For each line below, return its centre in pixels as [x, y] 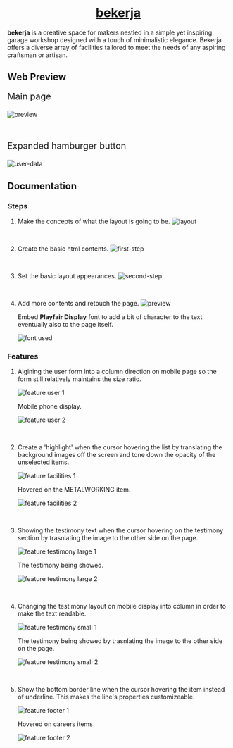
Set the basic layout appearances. [67, 276]
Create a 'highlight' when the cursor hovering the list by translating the [120, 447]
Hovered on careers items [55, 724]
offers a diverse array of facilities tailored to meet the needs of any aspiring [116, 47]
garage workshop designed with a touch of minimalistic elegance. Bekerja [114, 39]
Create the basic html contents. [63, 249]
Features [23, 356]
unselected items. [43, 462]
